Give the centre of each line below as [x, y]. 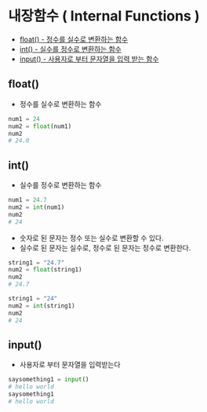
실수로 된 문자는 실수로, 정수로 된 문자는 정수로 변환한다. [105, 247]
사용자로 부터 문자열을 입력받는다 [70, 365]
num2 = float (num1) [40, 126]
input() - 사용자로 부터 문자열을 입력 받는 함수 [89, 59]
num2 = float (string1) [45, 270]
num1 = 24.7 [27, 200]
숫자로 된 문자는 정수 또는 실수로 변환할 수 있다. [91, 238]
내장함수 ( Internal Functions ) [104, 16]
